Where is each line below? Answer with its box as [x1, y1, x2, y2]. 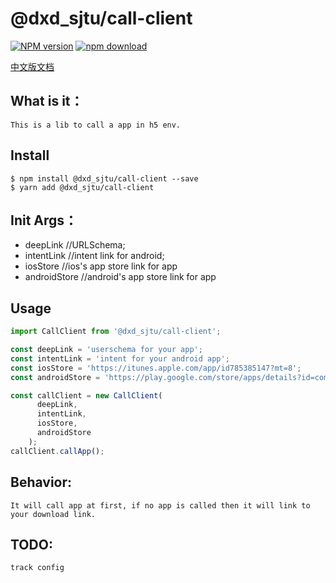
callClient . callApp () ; [10, 446, 105, 456]
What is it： [10, 93, 84, 110]
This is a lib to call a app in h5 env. [10, 120, 182, 130]
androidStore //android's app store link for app [24, 271, 217, 283]
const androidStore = [10, 372, 101, 382]
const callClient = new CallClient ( [10, 390, 163, 401]
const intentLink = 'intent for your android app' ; [10, 353, 230, 364]
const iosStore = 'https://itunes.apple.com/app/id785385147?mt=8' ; [10, 363, 302, 373]
